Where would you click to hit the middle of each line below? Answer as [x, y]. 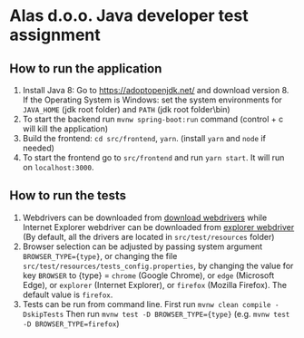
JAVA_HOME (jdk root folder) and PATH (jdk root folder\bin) [126, 109]
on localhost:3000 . [58, 167]
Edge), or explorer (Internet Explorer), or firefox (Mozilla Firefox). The [155, 285]
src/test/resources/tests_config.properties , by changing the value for [158, 266]
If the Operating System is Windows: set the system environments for [152, 100]
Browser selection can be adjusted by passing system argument [142, 246]
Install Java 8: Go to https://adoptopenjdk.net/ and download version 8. [156, 90]
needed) [38, 148]
